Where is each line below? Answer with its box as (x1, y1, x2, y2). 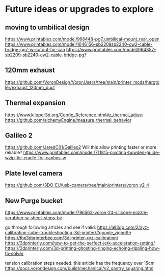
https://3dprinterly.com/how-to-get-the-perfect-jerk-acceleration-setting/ (5, 240, 155, 246)
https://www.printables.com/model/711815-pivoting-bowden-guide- (23, 149, 160, 156)
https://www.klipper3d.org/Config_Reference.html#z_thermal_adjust (5, 112, 143, 118)
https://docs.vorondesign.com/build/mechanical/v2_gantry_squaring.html (5, 265, 154, 272)
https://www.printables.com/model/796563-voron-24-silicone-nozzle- (5, 209, 148, 215)
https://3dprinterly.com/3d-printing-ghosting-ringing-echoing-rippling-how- (5, 245, 160, 251)
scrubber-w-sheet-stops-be (5, 215, 62, 221)
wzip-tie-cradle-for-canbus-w (5, 155, 66, 161)
